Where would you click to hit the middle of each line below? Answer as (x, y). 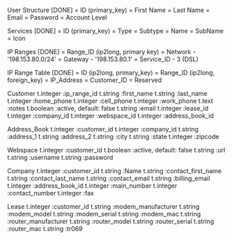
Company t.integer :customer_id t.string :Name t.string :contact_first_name (114, 171)
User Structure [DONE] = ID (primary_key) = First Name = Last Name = (109, 10)
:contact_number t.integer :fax (51, 193)
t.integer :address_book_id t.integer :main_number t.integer (92, 186)
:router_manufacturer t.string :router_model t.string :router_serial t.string (111, 221)
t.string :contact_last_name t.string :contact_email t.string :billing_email (109, 178)
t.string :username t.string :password (60, 157)
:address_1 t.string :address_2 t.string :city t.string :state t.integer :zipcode (113, 136)
